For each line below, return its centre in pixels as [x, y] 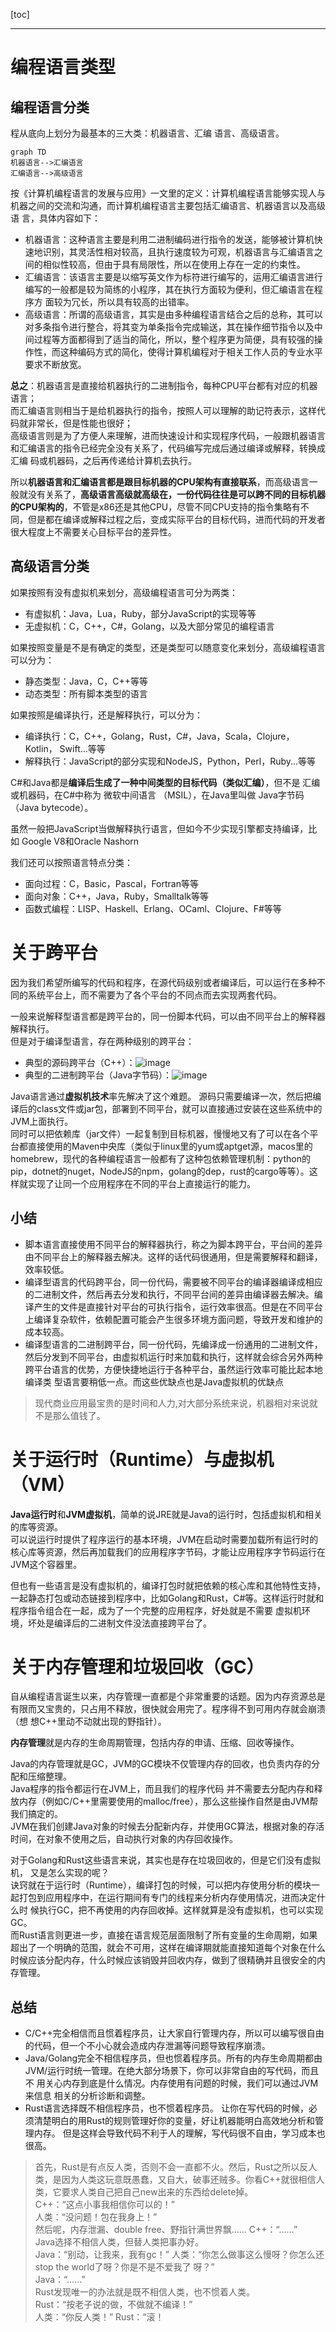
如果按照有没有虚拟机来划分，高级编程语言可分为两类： [124, 592]
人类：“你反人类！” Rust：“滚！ [99, 2317]
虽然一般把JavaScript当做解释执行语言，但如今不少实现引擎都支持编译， [159, 828]
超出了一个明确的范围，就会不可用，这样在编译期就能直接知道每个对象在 [159, 1948]
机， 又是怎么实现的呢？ [60, 1873]
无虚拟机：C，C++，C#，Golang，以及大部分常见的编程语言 [149, 626]
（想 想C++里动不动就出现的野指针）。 [88, 1721]
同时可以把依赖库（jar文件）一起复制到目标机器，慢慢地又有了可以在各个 [160, 1133]
